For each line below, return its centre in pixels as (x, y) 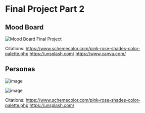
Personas (20, 69)
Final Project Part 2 (45, 9)
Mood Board (24, 27)
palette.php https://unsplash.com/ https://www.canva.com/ (66, 54)
